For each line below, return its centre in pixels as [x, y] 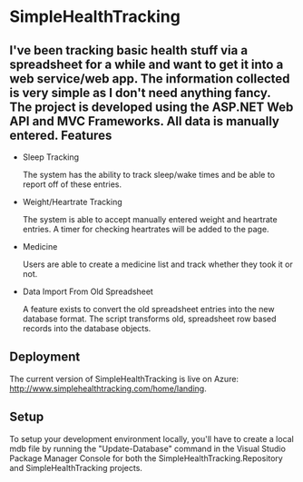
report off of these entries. [72, 184]
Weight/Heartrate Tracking [72, 202]
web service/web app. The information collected [150, 79]
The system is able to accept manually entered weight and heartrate [150, 219]
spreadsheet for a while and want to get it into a [147, 64]
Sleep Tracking [51, 157]
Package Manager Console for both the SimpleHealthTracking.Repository [146, 458]
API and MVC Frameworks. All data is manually [144, 121]
